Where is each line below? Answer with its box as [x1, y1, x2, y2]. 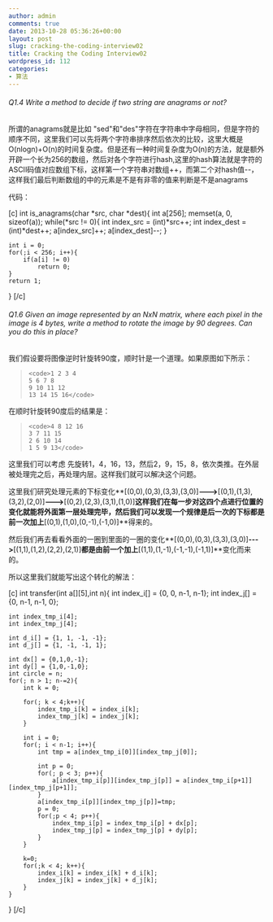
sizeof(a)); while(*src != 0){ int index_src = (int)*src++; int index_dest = [8, 216, 247, 226]
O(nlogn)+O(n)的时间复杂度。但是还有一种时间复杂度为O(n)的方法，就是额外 [8, 144, 265, 154]
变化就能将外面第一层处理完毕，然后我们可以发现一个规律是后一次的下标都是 [8, 507, 265, 517]
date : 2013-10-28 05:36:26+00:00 [8, 27, 122, 35]
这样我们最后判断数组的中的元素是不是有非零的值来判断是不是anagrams [8, 174, 249, 184]
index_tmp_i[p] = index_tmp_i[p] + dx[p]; [51, 819, 198, 828]
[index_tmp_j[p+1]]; [8, 784, 79, 792]
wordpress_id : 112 [8, 58, 71, 66]
